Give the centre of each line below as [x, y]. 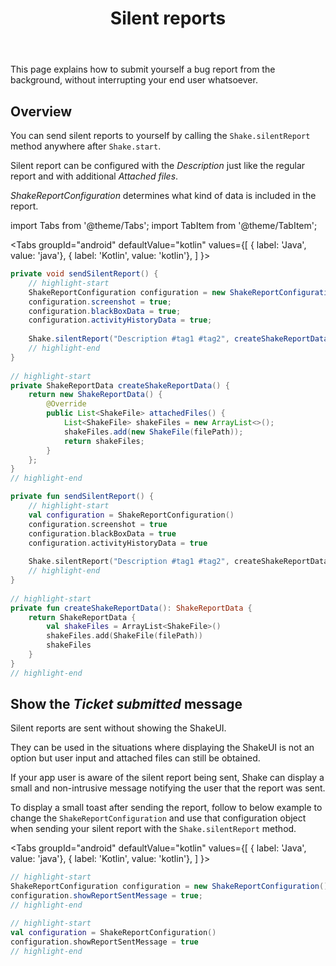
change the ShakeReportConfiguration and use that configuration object [158, 818]
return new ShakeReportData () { [95, 395]
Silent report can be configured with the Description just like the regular [158, 165]
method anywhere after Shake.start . [86, 146]
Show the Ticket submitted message [126, 704]
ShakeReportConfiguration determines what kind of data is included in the [163, 195]
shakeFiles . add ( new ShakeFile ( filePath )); [153, 432]
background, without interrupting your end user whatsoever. [134, 80]
